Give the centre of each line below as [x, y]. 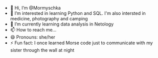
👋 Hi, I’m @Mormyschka [36, 8]
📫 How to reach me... [33, 30]
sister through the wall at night [42, 50]
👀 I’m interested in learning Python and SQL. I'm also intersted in [78, 13]
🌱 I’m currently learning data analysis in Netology [62, 24]
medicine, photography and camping [49, 19]
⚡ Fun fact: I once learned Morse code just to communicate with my [82, 43]
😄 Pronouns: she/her [32, 37]
